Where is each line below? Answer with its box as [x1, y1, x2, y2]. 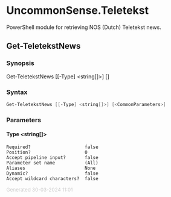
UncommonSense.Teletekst [6, 4, 149, 17]
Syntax [6, 88, 28, 96]
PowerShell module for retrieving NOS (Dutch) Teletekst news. [6, 23, 162, 31]
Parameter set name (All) [6, 160, 98, 166]
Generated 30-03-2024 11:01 [6, 186, 73, 193]
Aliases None [6, 165, 96, 171]
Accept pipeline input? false [6, 154, 98, 160]
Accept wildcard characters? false [6, 175, 98, 181]
